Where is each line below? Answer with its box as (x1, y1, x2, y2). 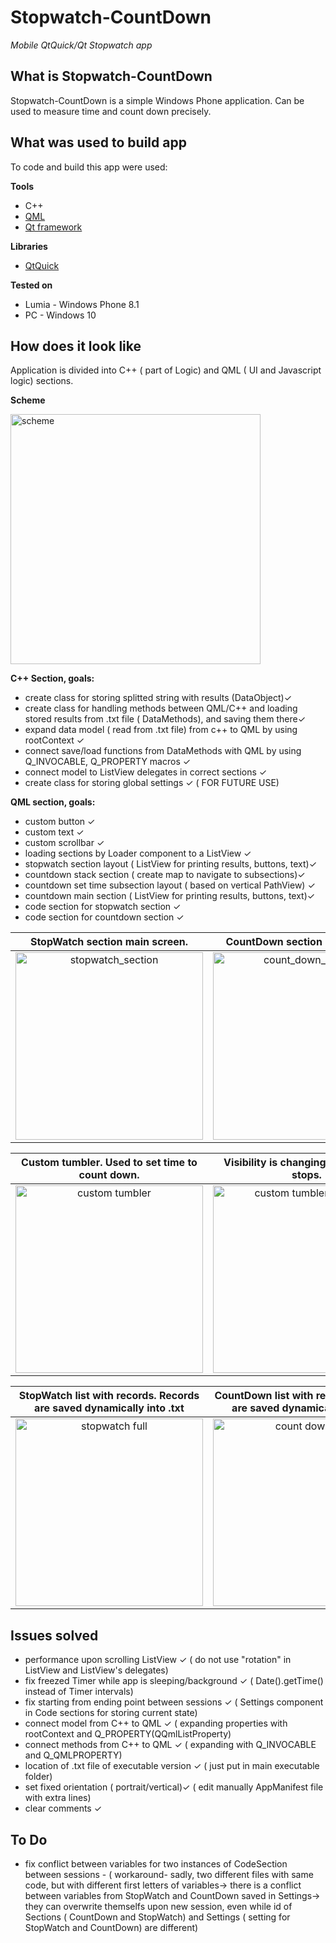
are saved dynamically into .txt (34, 1401, 185, 1415)
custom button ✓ (24, 816, 96, 828)
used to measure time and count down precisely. (10, 105, 212, 117)
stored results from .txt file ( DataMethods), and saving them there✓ (24, 713, 307, 725)
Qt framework (24, 221, 83, 233)
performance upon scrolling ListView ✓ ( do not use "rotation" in (24, 1654, 292, 1666)
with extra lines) (24, 1792, 92, 1804)
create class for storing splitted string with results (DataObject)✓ (24, 692, 293, 704)
